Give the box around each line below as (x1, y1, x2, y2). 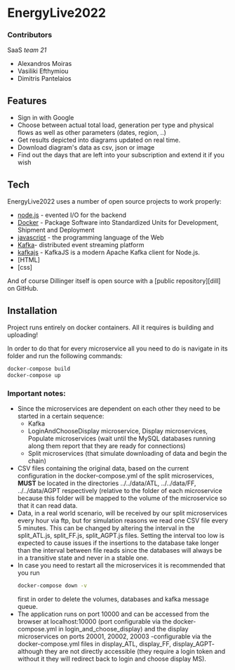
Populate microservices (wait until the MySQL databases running (27, 434, 216, 442)
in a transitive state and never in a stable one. (17, 553, 149, 562)
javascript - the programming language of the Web (17, 233, 164, 242)
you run (17, 568, 40, 577)
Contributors (7, 30, 53, 40)
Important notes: (7, 388, 66, 398)
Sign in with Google (17, 114, 74, 122)
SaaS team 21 (7, 46, 47, 54)
